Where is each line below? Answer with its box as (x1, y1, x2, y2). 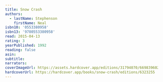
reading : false (5, 47, 36, 52)
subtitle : (5, 56, 25, 61)
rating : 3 (5, 39, 25, 43)
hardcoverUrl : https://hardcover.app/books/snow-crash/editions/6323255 (5, 70, 155, 75)
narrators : (5, 61, 27, 66)
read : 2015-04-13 (5, 34, 40, 39)
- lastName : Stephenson (9, 16, 57, 21)
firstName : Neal (14, 20, 47, 26)
